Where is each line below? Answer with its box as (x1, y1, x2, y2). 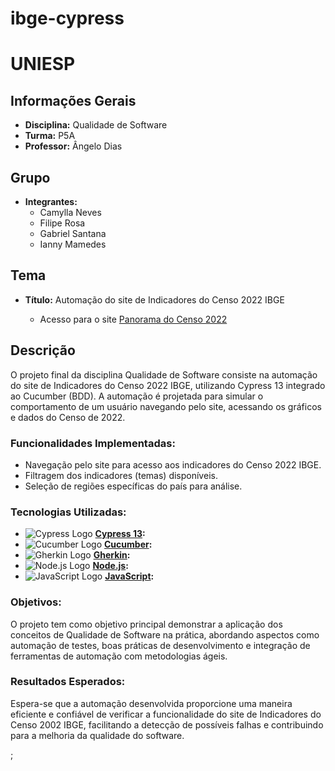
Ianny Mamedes (39, 238, 107, 250)
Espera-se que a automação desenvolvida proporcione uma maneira (10, 697, 293, 709)
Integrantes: (24, 196, 78, 207)
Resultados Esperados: (10, 675, 126, 689)
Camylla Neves (39, 207, 102, 218)
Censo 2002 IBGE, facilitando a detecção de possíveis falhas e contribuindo (10, 718, 324, 731)
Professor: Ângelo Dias (24, 140, 123, 152)
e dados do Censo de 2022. (10, 411, 126, 423)
